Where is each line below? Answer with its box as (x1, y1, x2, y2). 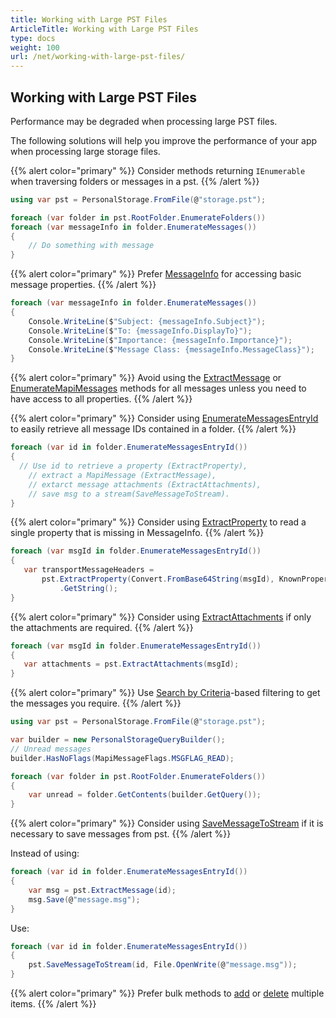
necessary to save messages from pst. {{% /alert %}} (10, 828, 232, 840)
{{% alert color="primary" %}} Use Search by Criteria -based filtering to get (10, 687, 321, 699)
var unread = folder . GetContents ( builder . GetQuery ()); (28, 790, 262, 800)
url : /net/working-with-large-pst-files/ (10, 52, 186, 62)
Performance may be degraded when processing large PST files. (10, 115, 278, 127)
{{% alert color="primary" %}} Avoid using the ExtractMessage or (10, 372, 282, 384)
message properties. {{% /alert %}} (10, 279, 157, 291)
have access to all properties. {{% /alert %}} (10, 393, 193, 405)
